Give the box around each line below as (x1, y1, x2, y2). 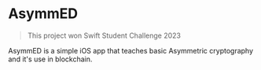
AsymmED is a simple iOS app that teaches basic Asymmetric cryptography (8, 46, 254, 55)
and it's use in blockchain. (8, 54, 93, 64)
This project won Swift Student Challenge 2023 (27, 31, 181, 40)
